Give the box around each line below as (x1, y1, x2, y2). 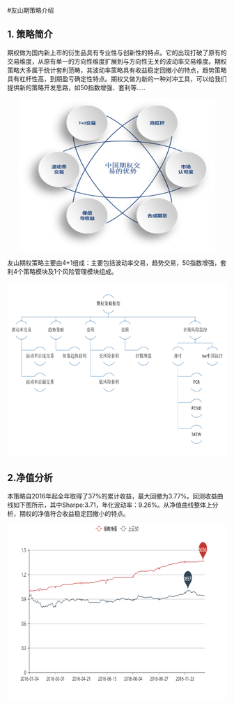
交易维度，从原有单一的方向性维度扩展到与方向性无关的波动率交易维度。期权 (7, 57, 227, 65)
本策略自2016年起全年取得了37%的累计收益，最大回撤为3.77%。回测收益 (7, 491, 218, 500)
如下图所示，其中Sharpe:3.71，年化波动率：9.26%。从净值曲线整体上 (13, 501, 212, 509)
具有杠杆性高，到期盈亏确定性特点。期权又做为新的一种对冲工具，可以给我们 (7, 74, 227, 82)
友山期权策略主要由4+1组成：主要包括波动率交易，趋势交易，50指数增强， (7, 258, 221, 267)
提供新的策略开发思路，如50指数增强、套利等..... (7, 83, 146, 92)
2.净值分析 (7, 472, 54, 484)
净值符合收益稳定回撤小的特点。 (37, 509, 130, 517)
